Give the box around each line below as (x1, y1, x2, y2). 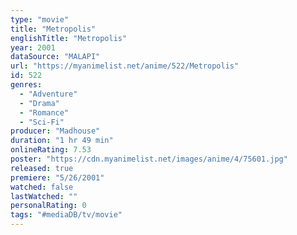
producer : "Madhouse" (10, 126, 101, 136)
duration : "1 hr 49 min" (10, 136, 114, 146)
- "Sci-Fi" (19, 117, 65, 127)
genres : (10, 80, 43, 90)
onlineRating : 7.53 (10, 145, 92, 155)
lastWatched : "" (10, 191, 78, 201)
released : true (10, 163, 74, 173)
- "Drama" (19, 98, 60, 108)
